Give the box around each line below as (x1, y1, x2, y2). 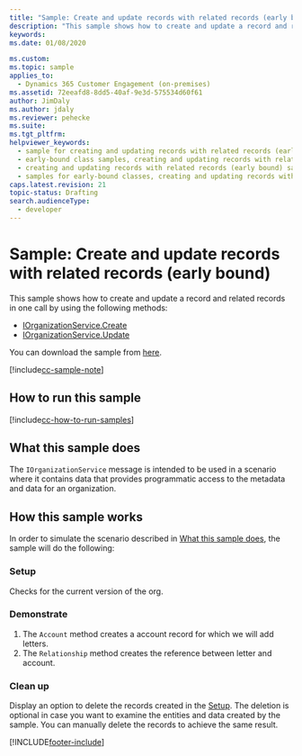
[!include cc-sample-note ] (9, 364, 104, 374)
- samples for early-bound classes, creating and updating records (17, 172, 276, 181)
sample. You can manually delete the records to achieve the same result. (9, 719, 279, 730)
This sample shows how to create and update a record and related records (9, 292, 286, 303)
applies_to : (9, 71, 54, 81)
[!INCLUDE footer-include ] (9, 737, 105, 748)
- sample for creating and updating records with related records (17, 147, 271, 156)
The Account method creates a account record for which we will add (22, 628, 274, 639)
